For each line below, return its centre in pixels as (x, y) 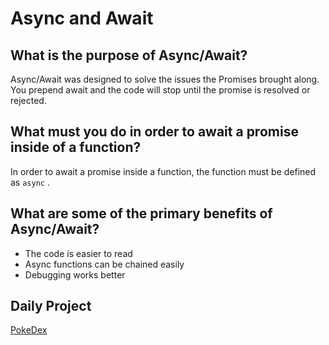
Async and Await (82, 18)
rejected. (28, 100)
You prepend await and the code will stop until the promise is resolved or (160, 90)
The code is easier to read (78, 253)
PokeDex (29, 330)
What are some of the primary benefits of (141, 213)
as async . (30, 182)
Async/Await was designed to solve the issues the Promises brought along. (165, 79)
